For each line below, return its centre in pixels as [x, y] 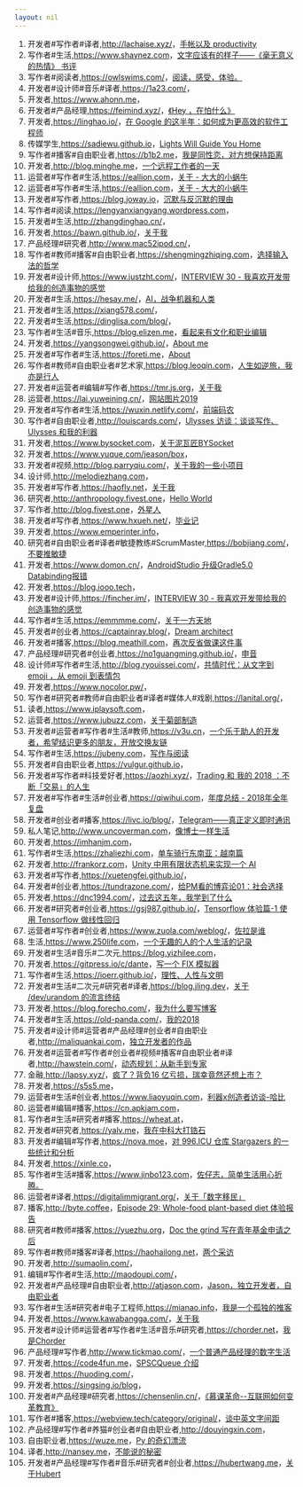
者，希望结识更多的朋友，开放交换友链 [97, 742]
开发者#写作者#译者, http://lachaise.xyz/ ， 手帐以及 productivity [142, 43]
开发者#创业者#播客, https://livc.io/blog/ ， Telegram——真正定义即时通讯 [159, 819]
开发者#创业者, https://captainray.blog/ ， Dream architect [130, 631]
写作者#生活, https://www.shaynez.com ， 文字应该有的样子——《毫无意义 [160, 55]
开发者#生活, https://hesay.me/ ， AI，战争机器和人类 [121, 299]
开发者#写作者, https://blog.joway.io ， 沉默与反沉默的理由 [130, 199]
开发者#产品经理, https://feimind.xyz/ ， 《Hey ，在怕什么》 [131, 110]
